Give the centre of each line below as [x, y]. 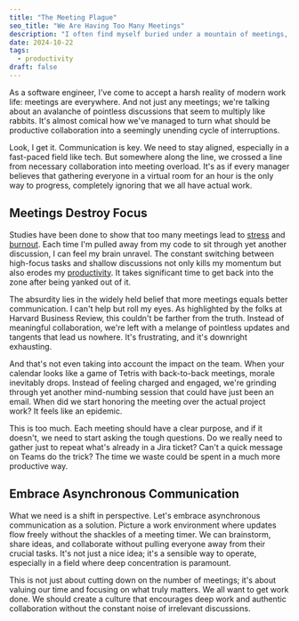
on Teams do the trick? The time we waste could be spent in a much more [145, 456]
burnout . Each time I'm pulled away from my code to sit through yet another [148, 244]
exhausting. [31, 346]
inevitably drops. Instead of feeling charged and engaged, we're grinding [143, 383]
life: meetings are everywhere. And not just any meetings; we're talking [139, 101]
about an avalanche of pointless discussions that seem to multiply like [137, 111]
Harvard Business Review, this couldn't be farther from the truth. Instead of [147, 318]
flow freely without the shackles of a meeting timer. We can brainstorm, [140, 534]
